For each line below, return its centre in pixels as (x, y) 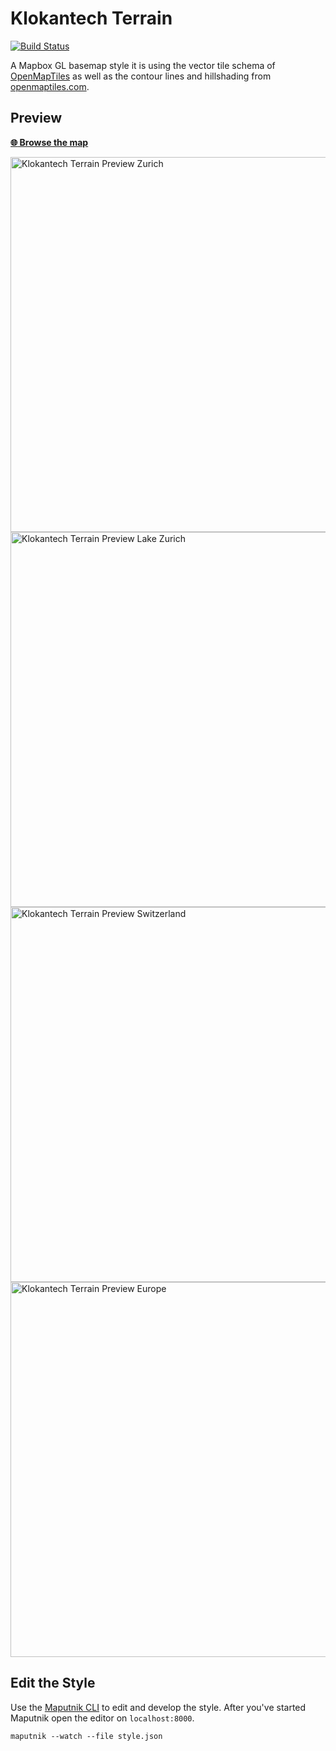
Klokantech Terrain (91, 18)
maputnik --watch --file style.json (86, 1736)
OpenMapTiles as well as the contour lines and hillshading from (141, 76)
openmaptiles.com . (50, 86)
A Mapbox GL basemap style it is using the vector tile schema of (143, 65)
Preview (36, 118)
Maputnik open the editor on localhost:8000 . (102, 1718)
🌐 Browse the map (49, 142)
